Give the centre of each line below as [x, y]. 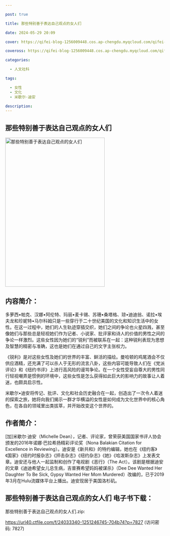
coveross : [16, 51]
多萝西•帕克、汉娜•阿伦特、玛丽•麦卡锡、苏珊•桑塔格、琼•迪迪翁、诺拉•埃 [84, 314]
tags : [11, 79]
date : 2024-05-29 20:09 [30, 33]
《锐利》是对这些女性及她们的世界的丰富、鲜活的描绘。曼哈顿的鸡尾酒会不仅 [85, 357]
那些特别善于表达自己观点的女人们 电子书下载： [79, 498]
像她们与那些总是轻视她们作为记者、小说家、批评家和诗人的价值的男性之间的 [85, 333]
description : [19, 106]
